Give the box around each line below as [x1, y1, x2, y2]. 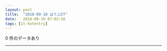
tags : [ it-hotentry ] [5, 21, 48, 26]
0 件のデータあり [5, 35, 40, 41]
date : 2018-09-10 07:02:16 [5, 16, 66, 21]
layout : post [5, 7, 32, 12]
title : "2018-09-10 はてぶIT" [5, 12, 68, 17]
